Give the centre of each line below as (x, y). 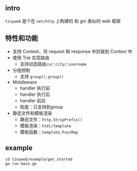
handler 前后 (33, 100)
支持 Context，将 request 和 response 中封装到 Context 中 (72, 51)
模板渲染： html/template (45, 125)
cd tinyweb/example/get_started (39, 159)
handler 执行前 (35, 88)
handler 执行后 (35, 94)
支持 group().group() (42, 76)
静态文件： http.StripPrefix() (51, 119)
